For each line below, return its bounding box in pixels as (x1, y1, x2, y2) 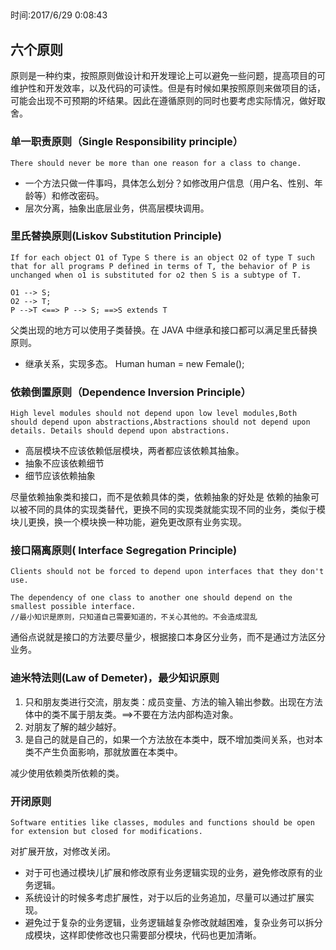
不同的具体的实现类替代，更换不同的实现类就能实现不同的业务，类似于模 (27, 504, 326, 516)
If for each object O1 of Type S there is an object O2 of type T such (10, 252, 315, 263)
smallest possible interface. (10, 602, 137, 612)
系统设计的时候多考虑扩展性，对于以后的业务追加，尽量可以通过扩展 (24, 891, 306, 903)
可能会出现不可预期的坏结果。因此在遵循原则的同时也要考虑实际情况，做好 (10, 95, 317, 107)
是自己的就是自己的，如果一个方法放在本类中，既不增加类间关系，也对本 (24, 733, 323, 745)
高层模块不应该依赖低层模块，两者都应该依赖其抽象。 (24, 445, 245, 457)
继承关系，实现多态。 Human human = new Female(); (24, 357, 245, 369)
